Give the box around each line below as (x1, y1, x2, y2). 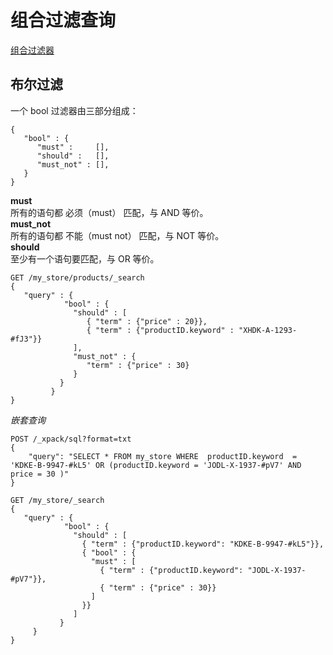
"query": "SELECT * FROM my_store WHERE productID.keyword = (28, 451, 298, 461)
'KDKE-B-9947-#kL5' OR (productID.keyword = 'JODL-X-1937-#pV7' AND (10, 460, 302, 470)
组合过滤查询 (10, 9, 117, 32)
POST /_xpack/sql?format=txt (10, 434, 132, 444)
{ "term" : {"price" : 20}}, (86, 316, 208, 326)
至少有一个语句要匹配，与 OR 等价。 (10, 252, 160, 265)
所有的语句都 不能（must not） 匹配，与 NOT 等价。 (10, 229, 225, 241)
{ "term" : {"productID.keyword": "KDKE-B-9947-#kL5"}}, (81, 539, 325, 549)
